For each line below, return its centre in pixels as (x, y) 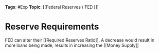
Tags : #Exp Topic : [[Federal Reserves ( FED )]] (52, 7)
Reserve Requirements (52, 27)
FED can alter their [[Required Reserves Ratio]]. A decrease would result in (80, 40)
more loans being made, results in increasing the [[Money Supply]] (72, 45)
